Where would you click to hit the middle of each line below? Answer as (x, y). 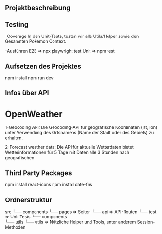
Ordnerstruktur (29, 200)
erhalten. (14, 138)
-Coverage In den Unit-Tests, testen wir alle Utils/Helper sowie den (72, 36)
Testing (17, 25)
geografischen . (21, 158)
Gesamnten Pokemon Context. (36, 41)
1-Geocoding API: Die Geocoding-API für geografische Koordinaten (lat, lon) (81, 127)
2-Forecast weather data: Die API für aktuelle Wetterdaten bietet (69, 147)
